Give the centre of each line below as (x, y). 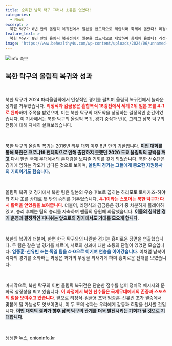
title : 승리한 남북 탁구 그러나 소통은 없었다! (48, 10)
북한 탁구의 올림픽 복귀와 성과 (49, 77)
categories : (18, 15)
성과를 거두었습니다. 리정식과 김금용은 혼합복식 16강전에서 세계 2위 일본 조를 (81, 106)
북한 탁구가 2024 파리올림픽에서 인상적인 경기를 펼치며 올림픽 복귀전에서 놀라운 (85, 99)
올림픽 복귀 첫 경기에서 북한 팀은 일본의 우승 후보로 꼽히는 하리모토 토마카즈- (81, 192)
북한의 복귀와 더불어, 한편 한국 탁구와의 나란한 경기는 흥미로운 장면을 (73, 239)
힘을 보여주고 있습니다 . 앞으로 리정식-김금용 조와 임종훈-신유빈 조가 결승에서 (86, 298)
